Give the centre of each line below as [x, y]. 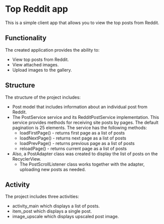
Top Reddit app [37, 9]
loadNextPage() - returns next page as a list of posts [73, 138]
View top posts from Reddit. [40, 59]
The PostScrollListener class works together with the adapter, [82, 164]
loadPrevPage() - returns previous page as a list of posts [77, 143]
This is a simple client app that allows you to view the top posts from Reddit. [82, 23]
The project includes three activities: [42, 196]
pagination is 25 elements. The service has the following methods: [80, 127]
